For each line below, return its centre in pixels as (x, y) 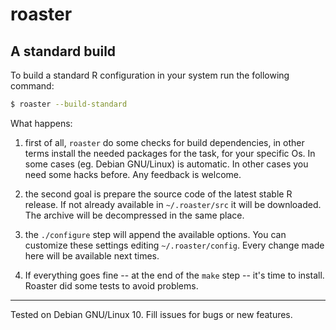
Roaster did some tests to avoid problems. (111, 285)
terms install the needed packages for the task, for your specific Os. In (170, 153)
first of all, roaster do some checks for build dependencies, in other (164, 142)
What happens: (41, 123)
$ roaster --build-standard (69, 104)
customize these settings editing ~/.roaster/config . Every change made (174, 245)
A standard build (63, 51)
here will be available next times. (92, 255)
